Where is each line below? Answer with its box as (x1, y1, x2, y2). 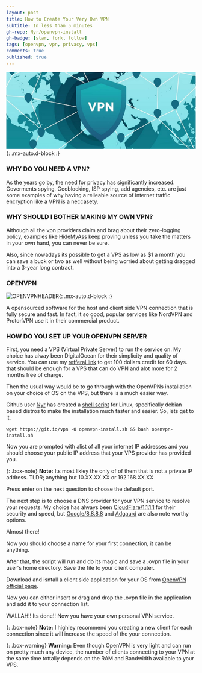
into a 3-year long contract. (6, 264, 74, 271)
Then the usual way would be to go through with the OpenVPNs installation (6, 383, 192, 390)
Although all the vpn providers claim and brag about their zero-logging (6, 226, 181, 233)
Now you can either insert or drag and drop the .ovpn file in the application (6, 594, 191, 601)
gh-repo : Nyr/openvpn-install (6, 29, 82, 35)
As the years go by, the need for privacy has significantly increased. (6, 179, 175, 186)
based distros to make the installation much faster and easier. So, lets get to (6, 408, 194, 415)
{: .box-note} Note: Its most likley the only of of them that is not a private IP (6, 467, 192, 475)
